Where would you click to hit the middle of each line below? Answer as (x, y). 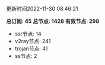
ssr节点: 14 (28, 34)
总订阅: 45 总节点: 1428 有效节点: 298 (53, 21)
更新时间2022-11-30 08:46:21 (42, 9)
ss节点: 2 (26, 56)
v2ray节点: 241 (33, 41)
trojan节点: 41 (31, 48)
